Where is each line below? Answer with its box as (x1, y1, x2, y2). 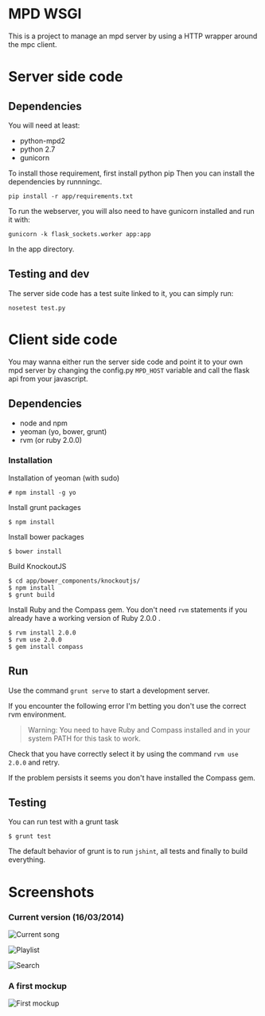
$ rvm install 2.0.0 (8, 628, 77, 637)
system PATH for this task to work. (27, 733, 142, 743)
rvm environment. (8, 710, 67, 719)
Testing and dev (8, 267, 90, 281)
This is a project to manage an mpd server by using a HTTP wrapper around (8, 31, 258, 41)
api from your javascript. (8, 374, 89, 383)
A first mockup (8, 980, 68, 991)
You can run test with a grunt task (8, 817, 119, 827)
